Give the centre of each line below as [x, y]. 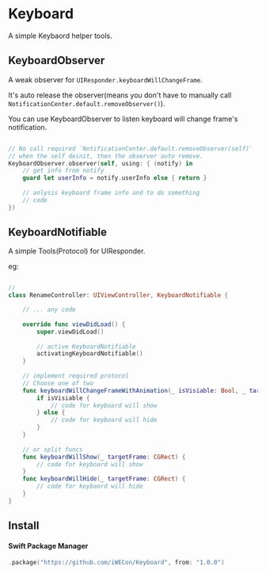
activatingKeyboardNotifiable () [90, 354]
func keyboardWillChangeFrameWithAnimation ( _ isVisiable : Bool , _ [134, 390]
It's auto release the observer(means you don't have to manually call [120, 95]
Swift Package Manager [48, 545]
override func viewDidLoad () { [74, 324]
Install [24, 526]
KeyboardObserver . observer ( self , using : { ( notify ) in [101, 163]
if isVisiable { [63, 398]
